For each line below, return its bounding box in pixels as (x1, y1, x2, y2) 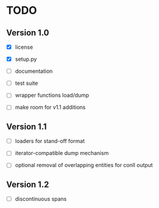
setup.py (14, 55, 37, 63)
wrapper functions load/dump (14, 91, 89, 99)
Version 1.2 (6, 179, 49, 189)
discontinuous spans (14, 195, 67, 203)
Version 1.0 (6, 28, 49, 38)
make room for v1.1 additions (14, 103, 86, 111)
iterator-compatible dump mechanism (14, 150, 109, 157)
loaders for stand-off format (14, 138, 85, 145)
